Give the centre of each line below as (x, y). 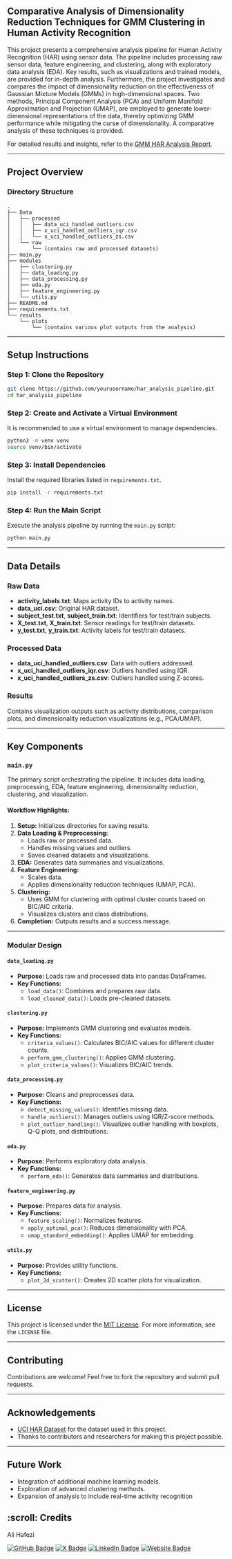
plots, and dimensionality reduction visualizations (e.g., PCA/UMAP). (105, 718)
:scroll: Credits (40, 1518)
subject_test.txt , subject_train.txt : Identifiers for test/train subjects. (114, 616)
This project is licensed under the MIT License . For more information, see (112, 1325)
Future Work (35, 1465)
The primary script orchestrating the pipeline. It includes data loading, (106, 779)
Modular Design (35, 945)
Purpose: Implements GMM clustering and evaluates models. (104, 1028)
